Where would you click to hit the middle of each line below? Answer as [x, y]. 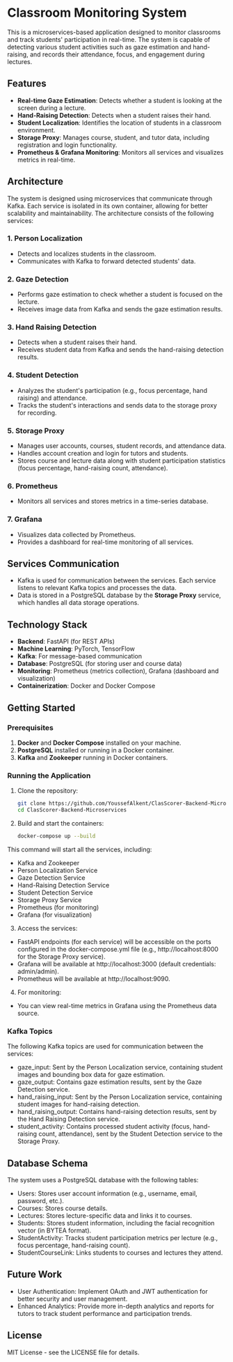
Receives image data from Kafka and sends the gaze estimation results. [120, 309]
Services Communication [63, 564]
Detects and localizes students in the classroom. [87, 254]
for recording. [37, 412]
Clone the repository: [48, 791]
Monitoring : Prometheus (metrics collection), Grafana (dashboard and [118, 671]
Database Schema [48, 1163]
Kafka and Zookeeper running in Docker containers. [93, 757]
